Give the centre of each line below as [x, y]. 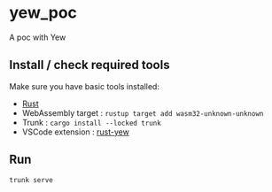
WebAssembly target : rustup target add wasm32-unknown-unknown [143, 112]
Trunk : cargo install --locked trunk [91, 122]
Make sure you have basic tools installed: [84, 86]
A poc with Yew [38, 37]
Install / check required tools [89, 65]
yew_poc [43, 13]
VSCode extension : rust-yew [76, 132]
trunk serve [31, 180]
